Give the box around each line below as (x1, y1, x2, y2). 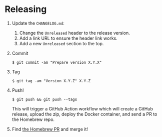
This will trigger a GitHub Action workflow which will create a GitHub (11, 105, 153, 111)
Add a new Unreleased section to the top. (19, 40, 104, 46)
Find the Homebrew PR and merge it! (11, 126, 88, 132)
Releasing (4, 4, 47, 15)
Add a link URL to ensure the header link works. (19, 35, 118, 41)
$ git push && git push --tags (11, 97, 77, 102)
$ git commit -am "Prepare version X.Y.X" (11, 60, 102, 65)
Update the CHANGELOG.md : (11, 20, 64, 26)
